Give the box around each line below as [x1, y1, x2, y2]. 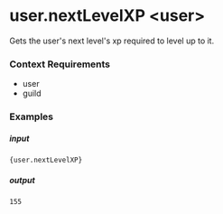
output [9, 174, 36, 185]
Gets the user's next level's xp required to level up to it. [9, 35, 215, 46]
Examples [9, 110, 54, 123]
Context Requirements [9, 58, 111, 70]
